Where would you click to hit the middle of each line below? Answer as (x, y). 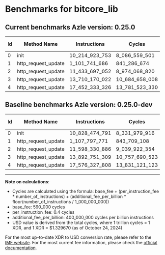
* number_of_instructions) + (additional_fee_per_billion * (69, 196)
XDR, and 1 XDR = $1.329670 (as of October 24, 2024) (67, 227)
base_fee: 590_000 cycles (39, 207)
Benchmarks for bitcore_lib (62, 9)
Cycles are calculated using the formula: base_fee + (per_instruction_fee (85, 191)
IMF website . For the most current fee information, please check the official (81, 242)
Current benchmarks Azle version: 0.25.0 (70, 27)
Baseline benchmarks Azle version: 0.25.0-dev (79, 105)
